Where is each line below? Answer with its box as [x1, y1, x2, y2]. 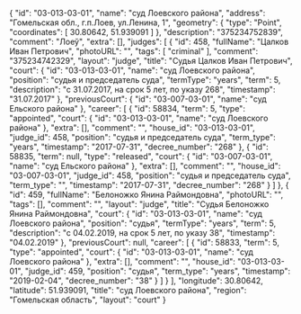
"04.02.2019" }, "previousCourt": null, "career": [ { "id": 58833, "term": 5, [9, 238, 280, 247]
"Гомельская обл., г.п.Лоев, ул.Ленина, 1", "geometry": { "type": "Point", [9, 17, 282, 28]
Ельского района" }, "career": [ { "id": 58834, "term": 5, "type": [9, 103, 245, 113]
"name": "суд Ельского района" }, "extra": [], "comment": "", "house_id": [9, 161, 281, 171]
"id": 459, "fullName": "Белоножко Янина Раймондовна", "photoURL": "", [9, 189, 284, 200]
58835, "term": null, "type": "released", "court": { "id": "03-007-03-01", [9, 151, 273, 161]
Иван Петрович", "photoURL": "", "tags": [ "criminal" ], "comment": [9, 46, 259, 57]
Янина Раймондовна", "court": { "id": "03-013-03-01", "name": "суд [9, 209, 263, 219]
